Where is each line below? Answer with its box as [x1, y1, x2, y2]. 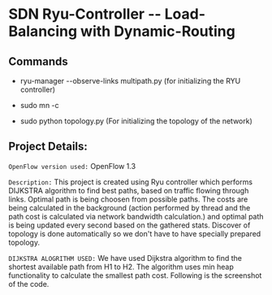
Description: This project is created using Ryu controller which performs [8, 176, 253, 187]
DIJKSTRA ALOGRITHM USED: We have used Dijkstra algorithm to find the [8, 253, 242, 262]
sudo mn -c [19, 101, 59, 110]
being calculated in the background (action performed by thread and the [8, 202, 251, 212]
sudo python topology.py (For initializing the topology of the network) [19, 116, 253, 126]
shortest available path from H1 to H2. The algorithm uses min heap [8, 262, 234, 271]
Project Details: [8, 140, 88, 154]
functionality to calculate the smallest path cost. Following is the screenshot [8, 270, 262, 280]
